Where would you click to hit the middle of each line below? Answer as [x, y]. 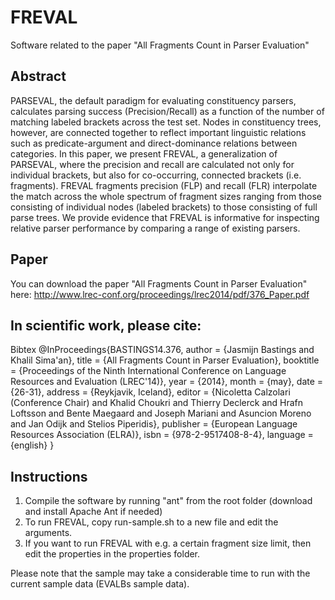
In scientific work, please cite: [106, 325]
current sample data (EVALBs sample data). [100, 584]
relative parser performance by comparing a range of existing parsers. [155, 228]
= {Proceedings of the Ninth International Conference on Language [148, 371]
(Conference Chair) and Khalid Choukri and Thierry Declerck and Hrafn [157, 403]
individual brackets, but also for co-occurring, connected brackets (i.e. [156, 175]
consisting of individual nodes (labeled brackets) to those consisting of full [164, 207]
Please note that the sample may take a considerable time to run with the [160, 573]
